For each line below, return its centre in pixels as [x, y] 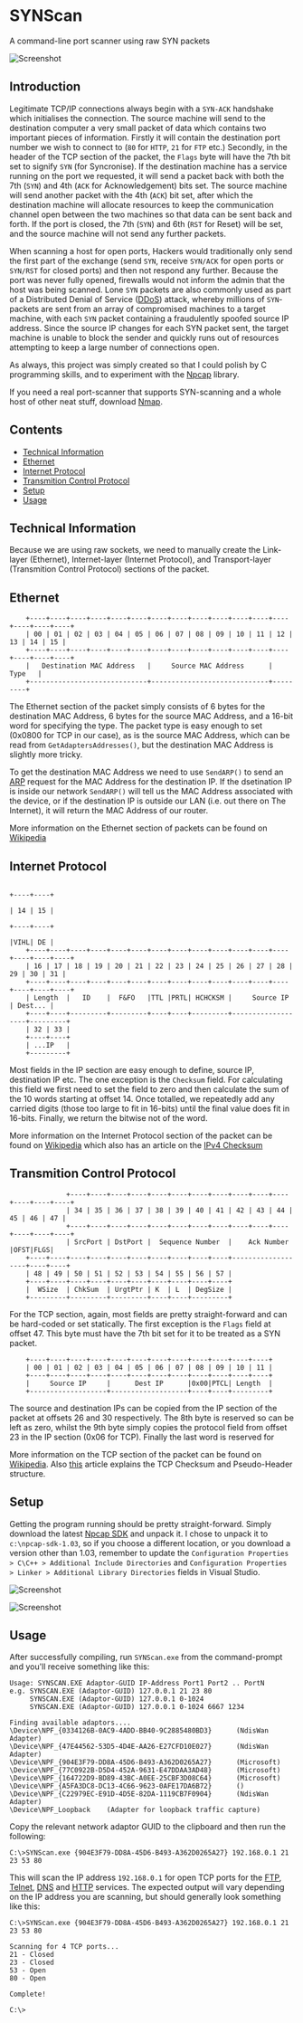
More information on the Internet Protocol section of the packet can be [141, 1135]
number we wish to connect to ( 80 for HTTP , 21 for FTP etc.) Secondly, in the [148, 147]
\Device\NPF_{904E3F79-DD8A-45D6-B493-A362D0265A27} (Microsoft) [145, 1762]
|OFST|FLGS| [32, 1249]
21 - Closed [32, 1955]
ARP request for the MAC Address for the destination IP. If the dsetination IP [151, 782]
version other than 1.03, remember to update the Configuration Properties [149, 1553]
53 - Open [28, 1971]
